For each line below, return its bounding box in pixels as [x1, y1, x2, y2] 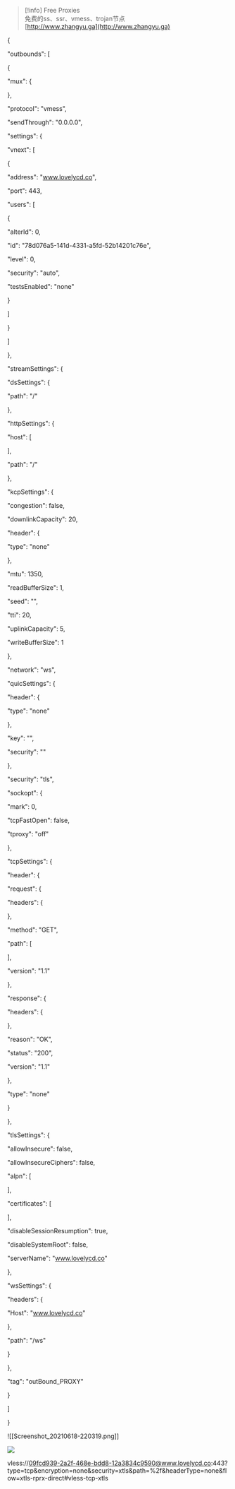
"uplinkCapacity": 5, [7, 624, 65, 633]
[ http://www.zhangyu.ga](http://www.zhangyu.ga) [24, 23, 170, 30]
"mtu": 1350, [7, 570, 44, 578]
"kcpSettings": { [7, 487, 54, 496]
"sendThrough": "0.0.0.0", [7, 118, 83, 126]
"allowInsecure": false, [7, 1144, 72, 1153]
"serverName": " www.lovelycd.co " [7, 1254, 108, 1262]
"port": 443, [7, 186, 42, 195]
